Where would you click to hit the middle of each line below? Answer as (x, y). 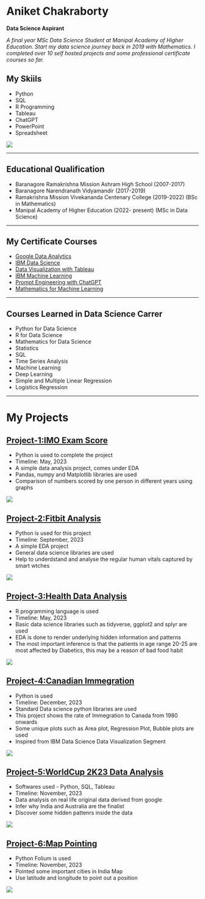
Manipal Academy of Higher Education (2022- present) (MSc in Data (101, 210)
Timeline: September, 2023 (49, 540)
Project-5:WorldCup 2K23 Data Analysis (85, 772)
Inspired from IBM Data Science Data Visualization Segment (90, 741)
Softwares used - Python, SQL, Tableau (65, 787)
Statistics (27, 348)
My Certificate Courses (52, 241)
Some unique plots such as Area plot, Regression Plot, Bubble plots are (104, 728)
